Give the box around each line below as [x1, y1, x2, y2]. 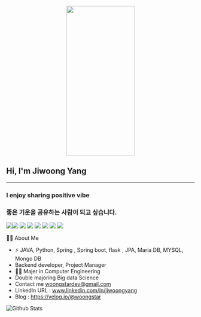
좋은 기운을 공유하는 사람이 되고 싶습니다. [6, 208, 117, 217]
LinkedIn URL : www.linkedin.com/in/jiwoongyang [14, 287, 138, 294]
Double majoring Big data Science [14, 274, 99, 281]
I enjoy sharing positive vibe [6, 191, 90, 199]
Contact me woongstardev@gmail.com [14, 281, 111, 288]
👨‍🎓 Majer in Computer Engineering [14, 268, 100, 275]
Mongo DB [14, 255, 42, 263]
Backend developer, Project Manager [14, 261, 106, 269]
